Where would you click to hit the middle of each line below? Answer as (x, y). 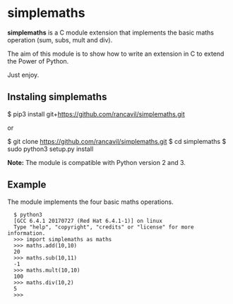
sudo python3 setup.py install (50, 149)
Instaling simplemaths (57, 97)
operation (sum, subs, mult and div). (60, 39)
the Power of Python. (38, 61)
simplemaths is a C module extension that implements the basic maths (110, 32)
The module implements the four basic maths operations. (91, 202)
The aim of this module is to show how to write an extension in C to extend (116, 54)
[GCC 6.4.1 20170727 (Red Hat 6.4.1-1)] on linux (88, 221)
